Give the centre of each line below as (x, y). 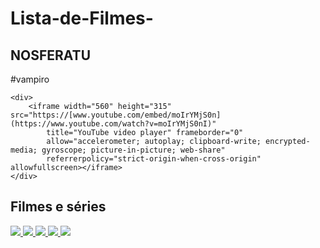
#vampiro (30, 79)
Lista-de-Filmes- (82, 18)
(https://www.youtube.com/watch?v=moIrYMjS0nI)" (113, 124)
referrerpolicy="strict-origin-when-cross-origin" (154, 159)
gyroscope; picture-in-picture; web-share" (133, 150)
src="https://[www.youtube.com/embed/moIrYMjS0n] (116, 115)
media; (24, 150)
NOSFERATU (51, 55)
